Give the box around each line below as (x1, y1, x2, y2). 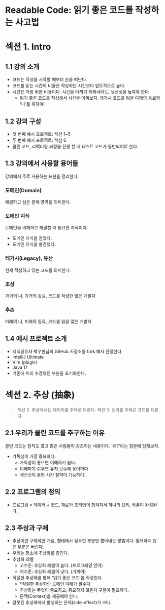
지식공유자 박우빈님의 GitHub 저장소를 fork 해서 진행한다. (12, 349, 123, 355)
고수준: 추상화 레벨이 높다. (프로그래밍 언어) (19, 563, 103, 569)
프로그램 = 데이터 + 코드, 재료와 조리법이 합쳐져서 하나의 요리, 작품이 (12, 502, 144, 508)
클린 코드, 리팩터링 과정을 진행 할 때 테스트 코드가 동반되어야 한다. (12, 144, 138, 149)
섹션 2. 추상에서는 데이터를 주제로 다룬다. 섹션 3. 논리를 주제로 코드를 (17, 407, 150, 413)
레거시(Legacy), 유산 (5, 255, 53, 262)
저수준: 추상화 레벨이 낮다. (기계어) (19, 569, 86, 574)
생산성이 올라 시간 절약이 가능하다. (19, 472, 86, 478)
